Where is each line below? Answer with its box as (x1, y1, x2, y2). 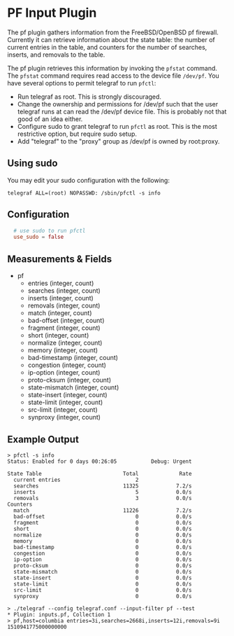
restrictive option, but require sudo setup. (17, 130, 138, 138)
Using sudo (7, 158, 58, 170)
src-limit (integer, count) (27, 406, 98, 414)
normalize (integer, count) (27, 338, 103, 347)
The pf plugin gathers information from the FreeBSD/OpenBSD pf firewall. (7, 28, 219, 36)
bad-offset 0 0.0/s (13, 513, 192, 520)
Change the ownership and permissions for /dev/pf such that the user (17, 99, 219, 108)
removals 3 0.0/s (13, 495, 192, 502)
